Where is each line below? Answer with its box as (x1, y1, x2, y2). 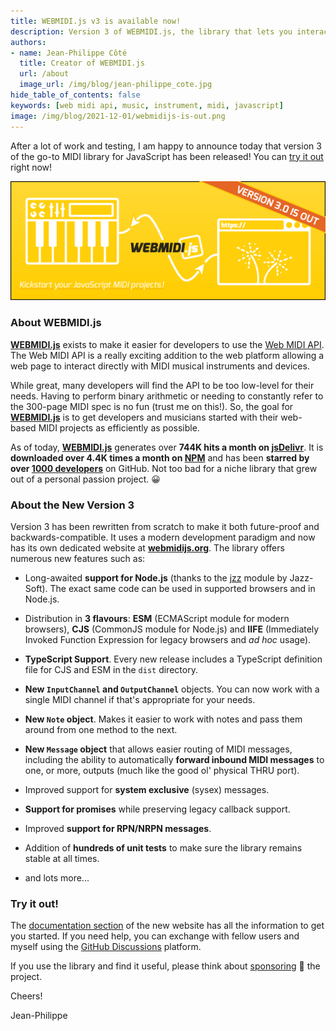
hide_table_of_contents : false (10, 90, 141, 100)
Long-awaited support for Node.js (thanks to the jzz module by (24, 572, 288, 584)
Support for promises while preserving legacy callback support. (24, 803, 291, 815)
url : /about (19, 69, 70, 79)
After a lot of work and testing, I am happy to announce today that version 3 (10, 140, 322, 152)
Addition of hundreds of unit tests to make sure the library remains (24, 842, 303, 854)
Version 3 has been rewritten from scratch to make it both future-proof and (10, 521, 320, 533)
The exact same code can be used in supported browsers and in (49, 583, 316, 595)
